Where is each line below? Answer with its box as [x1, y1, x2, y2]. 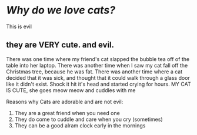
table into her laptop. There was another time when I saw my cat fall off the [6, 62, 188, 69]
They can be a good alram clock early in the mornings [14, 122, 146, 129]
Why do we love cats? [6, 4, 116, 17]
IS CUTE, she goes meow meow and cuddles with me [6, 86, 136, 94]
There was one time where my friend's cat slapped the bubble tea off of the [6, 55, 190, 62]
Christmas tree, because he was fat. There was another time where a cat [6, 68, 183, 75]
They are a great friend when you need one [14, 109, 121, 116]
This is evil [6, 23, 32, 30]
